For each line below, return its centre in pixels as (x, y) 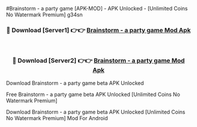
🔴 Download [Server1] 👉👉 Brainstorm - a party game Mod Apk (98, 30)
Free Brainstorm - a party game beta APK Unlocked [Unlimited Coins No (93, 94)
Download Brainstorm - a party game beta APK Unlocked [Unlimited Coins (96, 112)
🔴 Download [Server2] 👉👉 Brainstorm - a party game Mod (98, 61)
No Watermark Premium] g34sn (45, 15)
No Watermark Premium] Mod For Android (57, 118)
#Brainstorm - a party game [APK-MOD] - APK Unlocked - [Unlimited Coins (97, 8)
